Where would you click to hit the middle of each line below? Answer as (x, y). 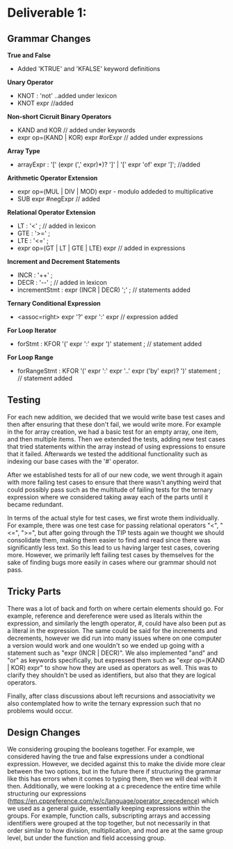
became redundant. (35, 504)
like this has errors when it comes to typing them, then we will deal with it (112, 779)
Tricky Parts (34, 592)
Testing (24, 400)
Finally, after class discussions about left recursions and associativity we (111, 696)
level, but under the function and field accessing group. (87, 838)
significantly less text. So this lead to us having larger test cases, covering (113, 547)
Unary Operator (30, 82)
